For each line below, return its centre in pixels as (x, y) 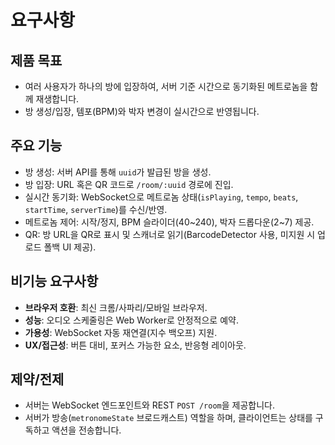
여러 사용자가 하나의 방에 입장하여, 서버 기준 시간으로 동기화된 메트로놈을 (166, 86)
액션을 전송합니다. (86, 430)
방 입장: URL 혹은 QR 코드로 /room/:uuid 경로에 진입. (129, 184)
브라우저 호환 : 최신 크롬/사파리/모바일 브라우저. (116, 307)
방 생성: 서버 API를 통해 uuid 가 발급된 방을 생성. (118, 172)
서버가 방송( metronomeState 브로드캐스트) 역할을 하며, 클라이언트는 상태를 (168, 418)
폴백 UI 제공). (70, 247)
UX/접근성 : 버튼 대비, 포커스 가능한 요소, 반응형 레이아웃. (135, 345)
